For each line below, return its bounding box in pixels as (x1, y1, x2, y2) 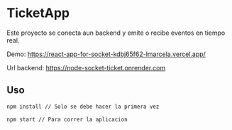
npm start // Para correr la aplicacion (6, 116, 128, 123)
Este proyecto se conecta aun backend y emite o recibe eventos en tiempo (6, 28, 226, 37)
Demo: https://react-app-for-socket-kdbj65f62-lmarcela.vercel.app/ (6, 50, 206, 58)
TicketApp (6, 5, 70, 21)
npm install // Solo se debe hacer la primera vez (6, 103, 160, 110)
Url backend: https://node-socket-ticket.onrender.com (6, 63, 166, 72)
